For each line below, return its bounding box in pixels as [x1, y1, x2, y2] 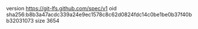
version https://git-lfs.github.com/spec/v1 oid [6, 5, 117, 12]
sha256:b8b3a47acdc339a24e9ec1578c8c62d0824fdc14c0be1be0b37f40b [6, 11, 192, 18]
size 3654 [34, 17, 59, 24]
